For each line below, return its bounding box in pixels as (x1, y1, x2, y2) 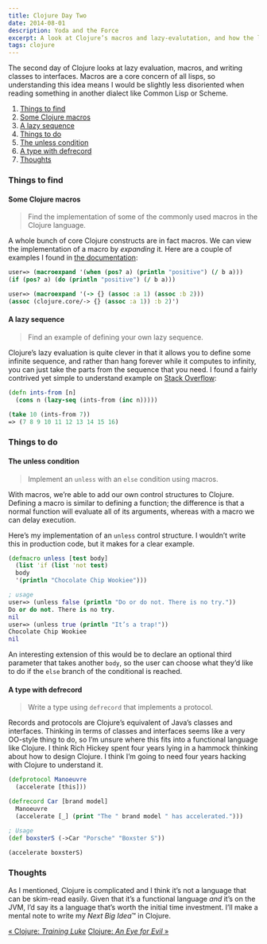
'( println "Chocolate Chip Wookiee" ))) (15, 577, 148, 585)
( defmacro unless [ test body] (8, 554, 109, 562)
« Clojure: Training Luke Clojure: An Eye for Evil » (8, 926, 169, 936)
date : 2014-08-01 (8, 19, 66, 27)
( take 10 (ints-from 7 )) (8, 410, 91, 418)
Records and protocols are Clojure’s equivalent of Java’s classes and (8, 718, 233, 727)
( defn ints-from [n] (8, 388, 77, 397)
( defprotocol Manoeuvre (8, 776, 87, 784)
